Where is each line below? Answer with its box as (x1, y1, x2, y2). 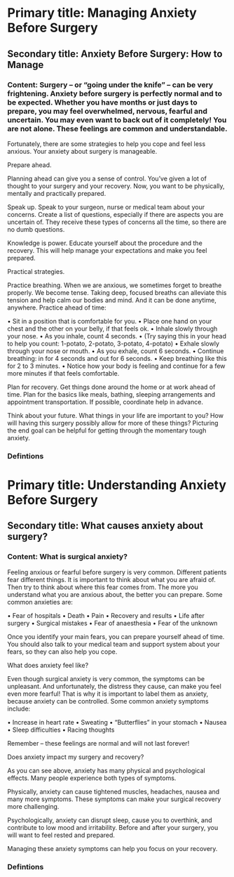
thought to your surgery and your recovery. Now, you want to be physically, (7, 181, 226, 190)
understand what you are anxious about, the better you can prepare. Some (7, 590, 223, 598)
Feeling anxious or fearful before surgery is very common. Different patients (7, 567, 227, 576)
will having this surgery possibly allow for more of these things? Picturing (7, 418, 219, 427)
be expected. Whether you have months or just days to (7, 97, 198, 107)
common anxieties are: (7, 598, 74, 606)
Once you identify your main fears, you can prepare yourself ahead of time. (7, 632, 225, 640)
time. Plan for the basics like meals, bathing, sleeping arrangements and (7, 390, 216, 398)
